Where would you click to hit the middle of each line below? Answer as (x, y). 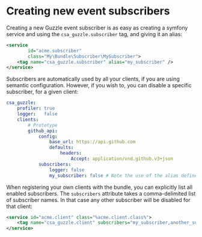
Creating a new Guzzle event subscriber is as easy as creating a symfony (97, 28)
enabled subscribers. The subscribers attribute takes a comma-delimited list (101, 193)
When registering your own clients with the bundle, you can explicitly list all (99, 187)
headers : (71, 153)
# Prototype (43, 125)
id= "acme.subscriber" (55, 51)
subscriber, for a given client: (42, 92)
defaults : (61, 148)
